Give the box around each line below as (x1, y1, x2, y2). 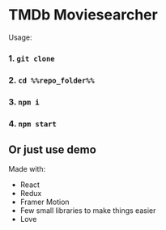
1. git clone (8, 53, 55, 64)
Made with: (8, 164, 46, 174)
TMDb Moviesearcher (8, 6, 158, 24)
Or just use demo (8, 143, 97, 157)
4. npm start (8, 117, 57, 129)
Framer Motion (19, 197, 70, 207)
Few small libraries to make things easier (19, 206, 156, 215)
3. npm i (8, 96, 40, 107)
